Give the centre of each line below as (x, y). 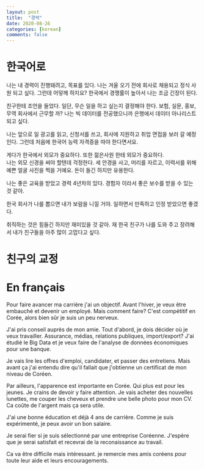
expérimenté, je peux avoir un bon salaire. (59, 424)
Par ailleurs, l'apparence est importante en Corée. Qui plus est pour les (96, 386)
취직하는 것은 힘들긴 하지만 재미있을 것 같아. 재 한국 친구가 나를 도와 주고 (93, 225)
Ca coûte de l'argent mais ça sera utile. (56, 406)
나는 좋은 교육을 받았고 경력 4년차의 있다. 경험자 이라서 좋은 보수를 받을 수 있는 (100, 183)
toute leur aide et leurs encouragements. (57, 461)
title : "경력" (24, 18)
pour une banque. (29, 349)
